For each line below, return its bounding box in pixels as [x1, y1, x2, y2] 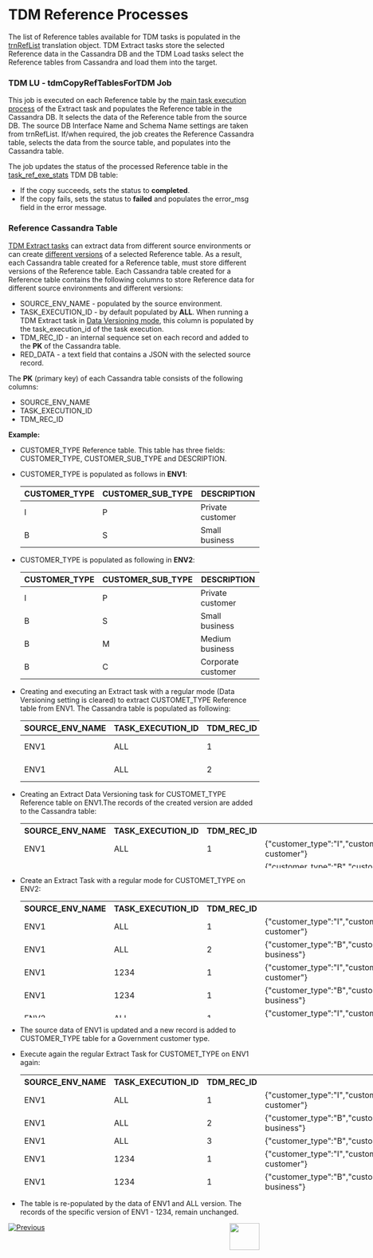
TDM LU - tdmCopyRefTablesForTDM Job [8, 77, 172, 89]
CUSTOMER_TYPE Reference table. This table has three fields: [19, 445, 226, 455]
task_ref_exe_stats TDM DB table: [8, 170, 118, 180]
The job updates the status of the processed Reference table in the [8, 162, 229, 172]
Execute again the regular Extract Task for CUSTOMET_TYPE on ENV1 [19, 1049, 249, 1059]
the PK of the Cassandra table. [19, 341, 121, 350]
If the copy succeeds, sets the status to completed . [19, 186, 190, 195]
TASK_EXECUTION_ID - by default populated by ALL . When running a [19, 307, 249, 317]
